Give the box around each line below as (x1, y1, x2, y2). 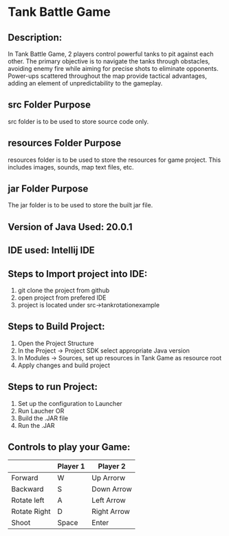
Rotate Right (11, 507, 51, 517)
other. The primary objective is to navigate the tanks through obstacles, (8, 57, 210, 65)
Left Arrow (91, 495, 126, 505)
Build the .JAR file (17, 414, 68, 422)
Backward (11, 484, 44, 494)
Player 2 (98, 462, 126, 471)
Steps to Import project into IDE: (8, 268, 148, 280)
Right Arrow (91, 507, 130, 517)
